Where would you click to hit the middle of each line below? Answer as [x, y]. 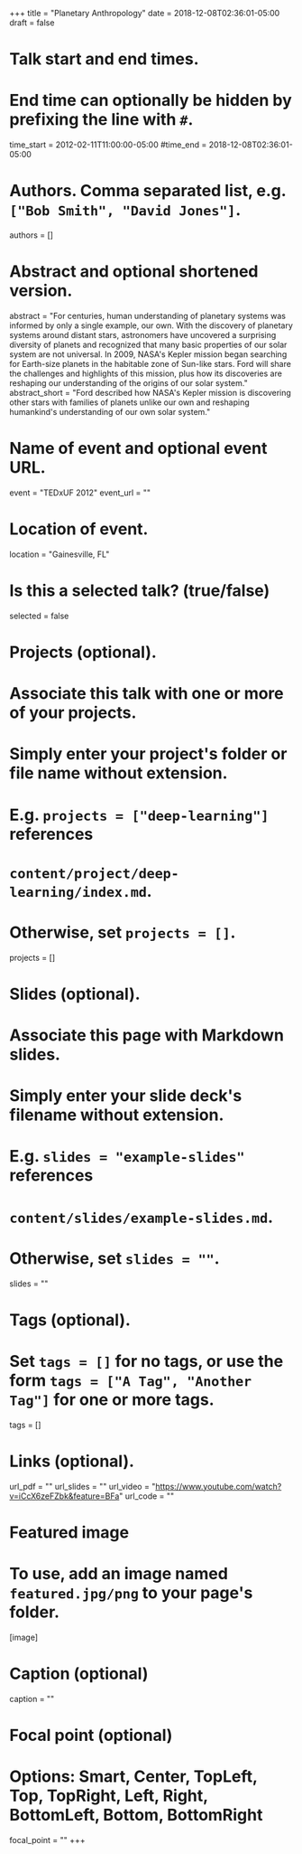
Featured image [69, 1532]
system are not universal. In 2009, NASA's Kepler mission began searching [148, 354]
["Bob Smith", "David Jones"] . [125, 210]
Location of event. [79, 529]
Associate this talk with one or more [146, 694]
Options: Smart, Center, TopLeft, [133, 1777]
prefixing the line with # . [101, 120]
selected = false [39, 616]
